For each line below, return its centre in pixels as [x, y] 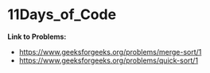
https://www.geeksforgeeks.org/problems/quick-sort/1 [109, 60]
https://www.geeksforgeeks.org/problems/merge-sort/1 [110, 52]
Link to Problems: [37, 36]
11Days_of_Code [62, 15]
